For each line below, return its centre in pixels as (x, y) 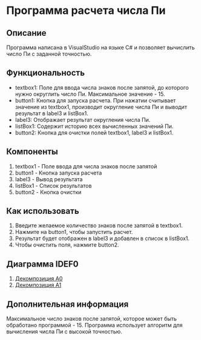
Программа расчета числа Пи (86, 11)
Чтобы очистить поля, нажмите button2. (67, 245)
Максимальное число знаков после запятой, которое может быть (92, 319)
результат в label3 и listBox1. (52, 113)
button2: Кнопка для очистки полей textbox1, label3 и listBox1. (94, 132)
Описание (26, 33)
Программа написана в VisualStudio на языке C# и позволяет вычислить (100, 47)
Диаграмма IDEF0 (42, 264)
